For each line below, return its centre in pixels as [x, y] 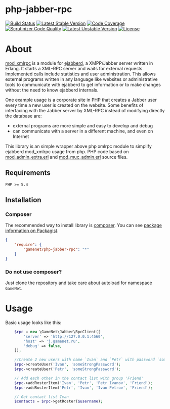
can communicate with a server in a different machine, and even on [83, 131]
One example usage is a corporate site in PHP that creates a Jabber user [81, 100]
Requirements [28, 173]
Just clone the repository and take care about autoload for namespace [79, 283]
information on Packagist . [32, 231]
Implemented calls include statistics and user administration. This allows [80, 74]
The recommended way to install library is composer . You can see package [84, 225]
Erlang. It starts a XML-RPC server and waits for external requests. [75, 68]
